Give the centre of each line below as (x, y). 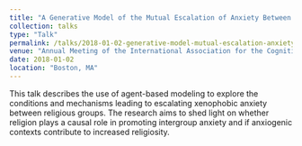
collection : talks (44, 26)
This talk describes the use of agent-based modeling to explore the (134, 93)
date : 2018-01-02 (42, 59)
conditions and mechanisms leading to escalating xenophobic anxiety (138, 103)
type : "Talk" (34, 34)
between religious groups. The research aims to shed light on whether (139, 113)
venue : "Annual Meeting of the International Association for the (136, 51)
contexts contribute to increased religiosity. (90, 132)
